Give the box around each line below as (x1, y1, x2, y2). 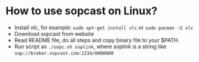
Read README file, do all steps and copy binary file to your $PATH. (14, 36, 180, 44)
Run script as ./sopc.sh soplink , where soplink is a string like (14, 43, 167, 50)
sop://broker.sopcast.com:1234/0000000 (14, 50, 114, 56)
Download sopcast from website (14, 30, 94, 37)
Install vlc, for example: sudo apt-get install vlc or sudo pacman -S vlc (14, 24, 194, 31)
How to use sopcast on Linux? (5, 4, 158, 18)
